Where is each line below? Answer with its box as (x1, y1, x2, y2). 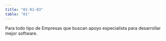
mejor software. (5, 30, 38, 36)
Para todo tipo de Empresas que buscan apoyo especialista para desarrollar (5, 25, 161, 31)
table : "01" (5, 12, 30, 17)
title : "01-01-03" (5, 7, 43, 12)
